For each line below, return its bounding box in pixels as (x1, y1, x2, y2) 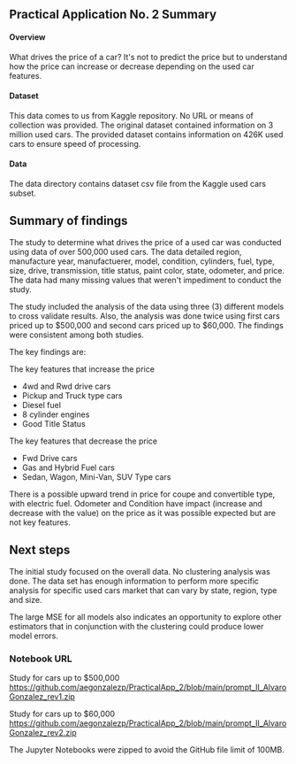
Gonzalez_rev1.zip (9, 691, 75, 702)
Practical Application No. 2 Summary (9, 7, 217, 22)
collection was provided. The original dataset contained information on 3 (9, 120, 274, 130)
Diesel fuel (21, 399, 62, 410)
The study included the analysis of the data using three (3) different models (9, 301, 285, 312)
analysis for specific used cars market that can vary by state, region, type (9, 584, 277, 596)
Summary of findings (9, 213, 128, 228)
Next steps (9, 543, 71, 558)
